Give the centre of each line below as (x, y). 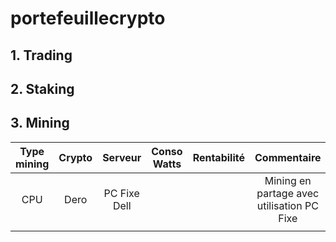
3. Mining (40, 123)
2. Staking (42, 88)
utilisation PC (287, 205)
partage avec (288, 193)
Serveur (122, 157)
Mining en (288, 180)
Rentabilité (218, 157)
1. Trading (41, 55)
